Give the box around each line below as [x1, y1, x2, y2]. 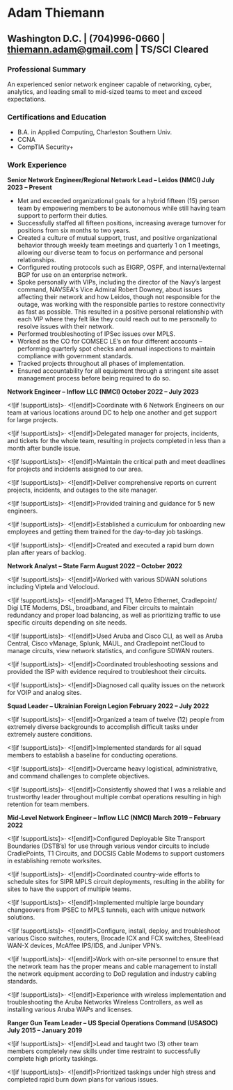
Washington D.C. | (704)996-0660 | [7, 33, 166, 45]
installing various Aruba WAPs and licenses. [7, 1005, 134, 1013]
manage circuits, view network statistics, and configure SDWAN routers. [7, 647, 214, 655]
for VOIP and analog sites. [7, 689, 82, 697]
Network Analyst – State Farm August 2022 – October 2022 [7, 562, 183, 570]
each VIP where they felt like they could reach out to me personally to [17, 315, 217, 323]
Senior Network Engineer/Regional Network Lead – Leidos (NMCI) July [7, 176, 215, 184]
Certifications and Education [7, 112, 106, 122]
